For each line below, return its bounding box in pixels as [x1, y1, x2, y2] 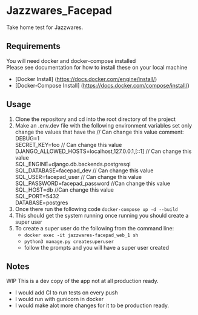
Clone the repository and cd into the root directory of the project [15, 115, 176, 123]
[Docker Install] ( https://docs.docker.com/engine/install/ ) [15, 75, 157, 82]
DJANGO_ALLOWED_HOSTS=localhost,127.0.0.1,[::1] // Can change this [15, 148, 192, 155]
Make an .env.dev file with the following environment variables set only [15, 122, 193, 129]
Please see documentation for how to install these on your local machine [6, 63, 188, 71]
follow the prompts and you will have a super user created [24, 244, 170, 251]
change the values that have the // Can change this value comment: [15, 128, 184, 135]
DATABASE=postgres [15, 199, 68, 206]
